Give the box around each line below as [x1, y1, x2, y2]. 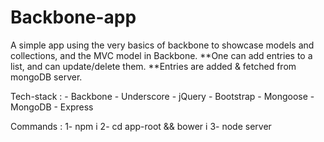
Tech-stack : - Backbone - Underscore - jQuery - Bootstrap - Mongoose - [10, 90, 315, 102]
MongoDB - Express [10, 101, 94, 113]
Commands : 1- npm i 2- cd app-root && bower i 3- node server [10, 120, 272, 132]
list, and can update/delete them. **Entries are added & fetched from [10, 60, 297, 72]
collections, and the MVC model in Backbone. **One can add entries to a [10, 49, 313, 61]
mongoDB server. [10, 71, 83, 83]
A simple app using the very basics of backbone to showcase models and [10, 39, 315, 51]
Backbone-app [10, 6, 137, 29]
